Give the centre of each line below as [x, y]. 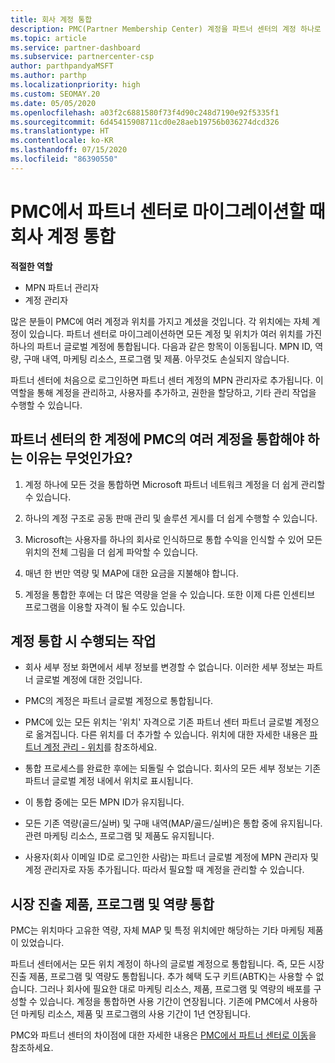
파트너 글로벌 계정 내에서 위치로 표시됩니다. [109, 781]
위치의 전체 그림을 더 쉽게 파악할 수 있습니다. [111, 552]
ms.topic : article [48, 38]
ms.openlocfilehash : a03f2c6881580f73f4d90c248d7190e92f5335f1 [145, 112]
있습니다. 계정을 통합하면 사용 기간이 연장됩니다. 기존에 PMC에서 [165, 1002]
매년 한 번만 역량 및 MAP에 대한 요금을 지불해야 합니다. [131, 573]
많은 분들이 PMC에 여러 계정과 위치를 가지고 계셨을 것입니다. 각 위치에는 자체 [160, 321]
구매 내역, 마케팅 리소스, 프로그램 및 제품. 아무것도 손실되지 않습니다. [156, 358]
